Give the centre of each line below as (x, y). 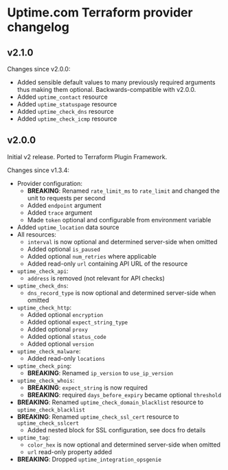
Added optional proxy (57, 329)
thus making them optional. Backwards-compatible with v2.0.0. (106, 90)
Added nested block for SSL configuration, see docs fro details (116, 430)
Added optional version (60, 344)
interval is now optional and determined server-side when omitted (122, 242)
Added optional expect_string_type (78, 322)
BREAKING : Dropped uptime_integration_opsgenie (89, 459)
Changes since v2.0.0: (39, 69)
